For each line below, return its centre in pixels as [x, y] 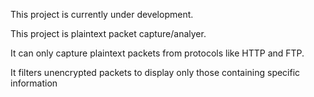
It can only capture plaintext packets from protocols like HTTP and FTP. [157, 53]
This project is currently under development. [102, 14]
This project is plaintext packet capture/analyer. [108, 33]
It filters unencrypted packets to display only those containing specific [155, 72]
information [34, 83]
